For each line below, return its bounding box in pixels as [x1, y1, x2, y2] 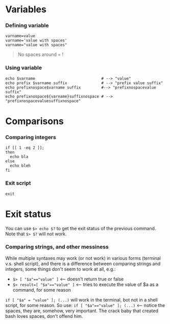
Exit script [5, 179, 31, 187]
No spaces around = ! [17, 51, 64, 57]
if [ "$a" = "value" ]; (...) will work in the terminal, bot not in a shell [5, 296, 158, 303]
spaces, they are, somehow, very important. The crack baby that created [5, 308, 159, 314]
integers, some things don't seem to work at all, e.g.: [5, 266, 116, 272]
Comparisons [5, 115, 64, 127]
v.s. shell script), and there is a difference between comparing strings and [5, 260, 161, 267]
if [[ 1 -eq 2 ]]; [5, 145, 44, 151]
